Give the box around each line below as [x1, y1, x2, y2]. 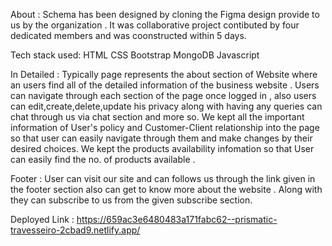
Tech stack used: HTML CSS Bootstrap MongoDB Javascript [10, 49, 260, 61]
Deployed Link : [10, 214, 75, 225]
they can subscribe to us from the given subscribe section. [10, 194, 253, 206]
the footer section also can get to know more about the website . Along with [10, 184, 323, 195]
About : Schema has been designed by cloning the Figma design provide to [10, 9, 320, 20]
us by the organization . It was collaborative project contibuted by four [10, 19, 300, 31]
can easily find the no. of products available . [10, 154, 196, 165]
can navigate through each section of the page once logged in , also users [10, 90, 317, 101]
